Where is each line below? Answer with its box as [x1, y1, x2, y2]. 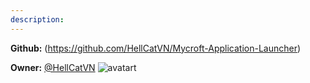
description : [10, 14, 65, 25]
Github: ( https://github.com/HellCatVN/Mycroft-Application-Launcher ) [10, 42, 302, 54]
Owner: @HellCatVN [10, 61, 96, 73]
